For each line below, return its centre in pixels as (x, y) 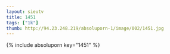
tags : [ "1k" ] (22, 23)
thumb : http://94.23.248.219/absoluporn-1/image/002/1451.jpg (85, 28)
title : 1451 (21, 17)
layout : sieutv (25, 12)
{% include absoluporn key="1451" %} (53, 45)
